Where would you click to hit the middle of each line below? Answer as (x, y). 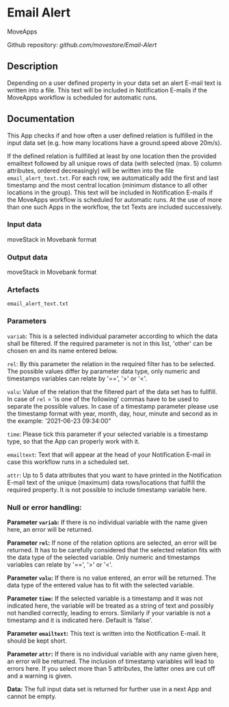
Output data (27, 257)
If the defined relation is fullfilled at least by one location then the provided (112, 156)
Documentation (41, 119)
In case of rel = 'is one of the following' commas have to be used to (103, 399)
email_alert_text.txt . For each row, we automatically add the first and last (113, 178)
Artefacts (23, 290)
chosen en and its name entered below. (63, 350)
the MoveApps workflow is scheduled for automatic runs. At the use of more (114, 199)
